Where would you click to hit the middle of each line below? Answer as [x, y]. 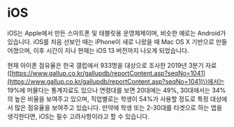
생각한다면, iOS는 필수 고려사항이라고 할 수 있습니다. [79, 116]
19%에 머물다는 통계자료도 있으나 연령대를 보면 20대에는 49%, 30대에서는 [109, 90]
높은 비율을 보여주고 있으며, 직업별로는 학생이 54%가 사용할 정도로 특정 [111, 98]
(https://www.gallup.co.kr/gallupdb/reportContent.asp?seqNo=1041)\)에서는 [116, 81]
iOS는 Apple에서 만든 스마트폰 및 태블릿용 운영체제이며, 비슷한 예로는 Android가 [117, 33]
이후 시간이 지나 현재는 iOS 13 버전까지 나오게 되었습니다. [111, 50]
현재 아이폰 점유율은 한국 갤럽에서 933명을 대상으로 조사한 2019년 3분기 [105, 65]
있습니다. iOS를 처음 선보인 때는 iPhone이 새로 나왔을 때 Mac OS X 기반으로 [111, 42]
